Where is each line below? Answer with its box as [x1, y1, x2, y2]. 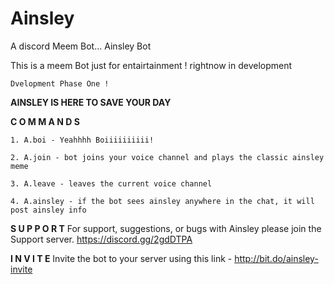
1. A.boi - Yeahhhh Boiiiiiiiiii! [10, 135, 155, 145]
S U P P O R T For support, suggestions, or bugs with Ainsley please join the [10, 222, 322, 234]
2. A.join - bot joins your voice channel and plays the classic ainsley [10, 152, 325, 162]
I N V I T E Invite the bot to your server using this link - [10, 252, 233, 264]
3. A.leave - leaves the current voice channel [10, 178, 213, 189]
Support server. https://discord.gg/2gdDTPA [10, 233, 193, 245]
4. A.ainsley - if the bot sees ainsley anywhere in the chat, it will [10, 196, 315, 206]
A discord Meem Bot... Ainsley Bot [10, 40, 152, 52]
